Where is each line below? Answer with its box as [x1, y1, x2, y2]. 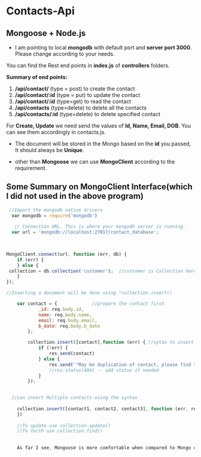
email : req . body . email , [38, 317, 98, 323]
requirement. [14, 165, 47, 171]
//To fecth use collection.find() [17, 428, 103, 434]
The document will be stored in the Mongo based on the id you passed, [14, 140, 191, 147]
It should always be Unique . [14, 147, 84, 153]
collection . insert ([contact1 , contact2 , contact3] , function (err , [17, 405, 188, 411]
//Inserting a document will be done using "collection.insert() [6, 290, 172, 296]
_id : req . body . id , [38, 306, 84, 312]
